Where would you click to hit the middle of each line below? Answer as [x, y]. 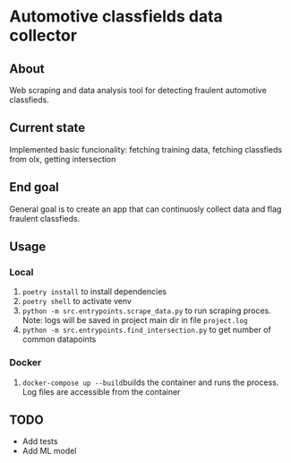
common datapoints [59, 339]
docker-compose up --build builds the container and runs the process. [150, 382]
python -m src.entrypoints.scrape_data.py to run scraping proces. [146, 310]
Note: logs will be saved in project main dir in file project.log [135, 320]
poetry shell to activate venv [77, 301]
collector [43, 35]
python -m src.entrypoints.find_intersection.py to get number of [146, 330]
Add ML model [49, 451]
